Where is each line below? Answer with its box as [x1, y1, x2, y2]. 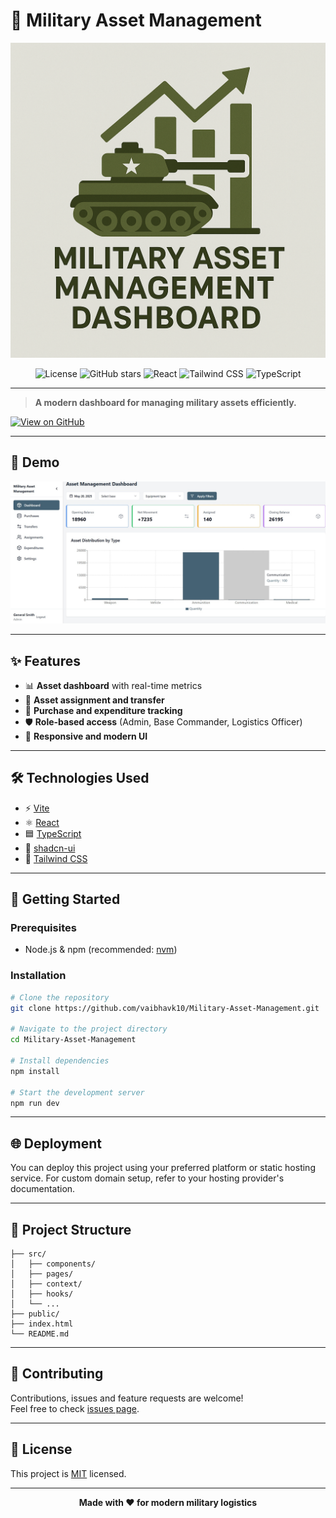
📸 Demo [10, 454, 60, 471]
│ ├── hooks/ [10, 1289, 74, 1299]
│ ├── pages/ [10, 1269, 74, 1279]
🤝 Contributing [10, 1365, 104, 1383]
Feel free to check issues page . [10, 1402, 140, 1414]
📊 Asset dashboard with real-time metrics [24, 679, 203, 691]
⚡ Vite [24, 802, 50, 814]
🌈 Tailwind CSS [24, 852, 88, 864]
